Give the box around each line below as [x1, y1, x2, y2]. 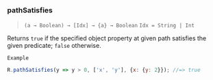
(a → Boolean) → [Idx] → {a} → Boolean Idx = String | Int [23, 23, 195, 29]
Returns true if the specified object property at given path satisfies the [7, 34, 207, 42]
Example [7, 55, 29, 62]
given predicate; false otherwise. [7, 42, 101, 50]
